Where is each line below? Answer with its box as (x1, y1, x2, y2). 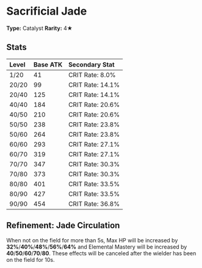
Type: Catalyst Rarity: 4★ (6, 24, 73, 32)
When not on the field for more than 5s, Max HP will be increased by (6, 236, 178, 244)
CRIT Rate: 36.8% (68, 200, 120, 208)
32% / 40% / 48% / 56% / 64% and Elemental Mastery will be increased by (6, 243, 187, 250)
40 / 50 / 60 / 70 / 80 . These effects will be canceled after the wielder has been (6, 249, 197, 257)
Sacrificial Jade (6, 4, 87, 18)
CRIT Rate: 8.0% (68, 70, 116, 79)
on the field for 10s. (6, 256, 55, 263)
